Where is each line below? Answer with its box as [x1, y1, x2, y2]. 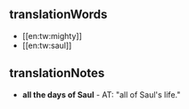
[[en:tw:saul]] [21, 40, 72, 51]
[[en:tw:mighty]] [21, 30, 83, 41]
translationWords [9, 7, 108, 22]
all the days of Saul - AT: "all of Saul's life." [21, 89, 181, 100]
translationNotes [9, 66, 105, 81]
